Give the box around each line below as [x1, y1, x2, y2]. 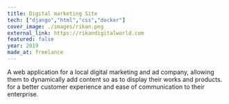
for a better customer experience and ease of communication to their [7, 83, 205, 91]
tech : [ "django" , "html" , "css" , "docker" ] [7, 17, 126, 24]
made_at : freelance [7, 49, 64, 56]
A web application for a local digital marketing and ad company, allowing [7, 67, 214, 76]
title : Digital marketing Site [7, 10, 98, 17]
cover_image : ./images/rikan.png [7, 23, 104, 30]
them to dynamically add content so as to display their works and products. [7, 75, 223, 83]
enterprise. [7, 89, 39, 98]
